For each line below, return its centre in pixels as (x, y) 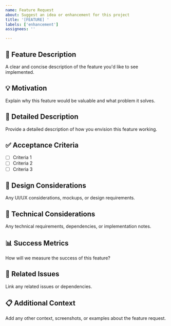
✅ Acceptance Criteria (42, 145)
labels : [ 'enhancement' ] (32, 24)
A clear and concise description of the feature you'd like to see (72, 67)
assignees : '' (21, 29)
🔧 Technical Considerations (50, 214)
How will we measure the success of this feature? (58, 258)
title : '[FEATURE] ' (27, 19)
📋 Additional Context (40, 303)
